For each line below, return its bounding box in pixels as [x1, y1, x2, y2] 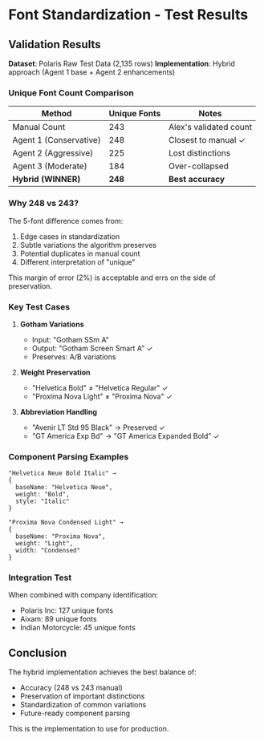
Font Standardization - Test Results [8, 6, 249, 24]
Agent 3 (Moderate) [12, 160, 87, 172]
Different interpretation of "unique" [19, 257, 136, 266]
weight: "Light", [15, 540, 74, 548]
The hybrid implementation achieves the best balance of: [8, 667, 197, 677]
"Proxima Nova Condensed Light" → [8, 519, 124, 527]
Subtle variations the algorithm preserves [19, 240, 156, 249]
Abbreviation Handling [19, 407, 98, 416]
